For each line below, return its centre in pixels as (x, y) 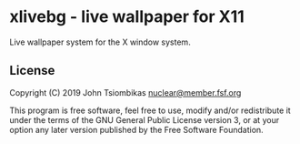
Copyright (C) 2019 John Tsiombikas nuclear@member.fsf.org (125, 92)
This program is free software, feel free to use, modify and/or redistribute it (150, 110)
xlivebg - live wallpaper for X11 (127, 17)
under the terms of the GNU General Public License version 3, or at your (145, 119)
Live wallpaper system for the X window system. (100, 42)
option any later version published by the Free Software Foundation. (136, 129)
